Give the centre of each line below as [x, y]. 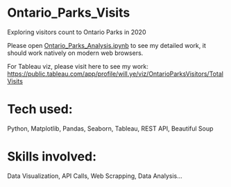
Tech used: [40, 109]
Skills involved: [52, 157]
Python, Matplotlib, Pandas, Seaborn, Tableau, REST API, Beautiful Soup [110, 128]
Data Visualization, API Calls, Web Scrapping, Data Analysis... [95, 176]
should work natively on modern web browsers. [75, 53]
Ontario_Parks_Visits [69, 13]
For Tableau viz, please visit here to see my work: [78, 66]
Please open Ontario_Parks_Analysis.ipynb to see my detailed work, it [106, 45]
